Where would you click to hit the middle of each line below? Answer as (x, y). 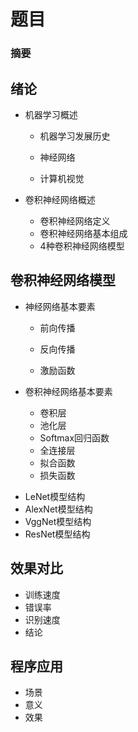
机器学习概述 (51, 114)
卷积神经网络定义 (75, 221)
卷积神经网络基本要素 (68, 391)
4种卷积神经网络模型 (82, 246)
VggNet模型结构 (58, 521)
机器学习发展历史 (75, 136)
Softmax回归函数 (74, 437)
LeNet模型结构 (55, 496)
